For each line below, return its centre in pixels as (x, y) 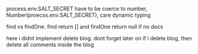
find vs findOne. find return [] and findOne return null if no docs (85, 27)
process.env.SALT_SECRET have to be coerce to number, (77, 9)
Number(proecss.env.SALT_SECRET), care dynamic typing (79, 15)
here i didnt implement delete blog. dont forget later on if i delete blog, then (99, 38)
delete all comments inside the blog (50, 45)
